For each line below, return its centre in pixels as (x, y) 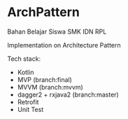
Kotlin (26, 72)
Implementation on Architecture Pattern (64, 45)
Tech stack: (24, 58)
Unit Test (30, 109)
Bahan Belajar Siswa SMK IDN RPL (57, 31)
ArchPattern (44, 12)
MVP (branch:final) (44, 79)
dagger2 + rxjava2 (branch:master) (68, 94)
